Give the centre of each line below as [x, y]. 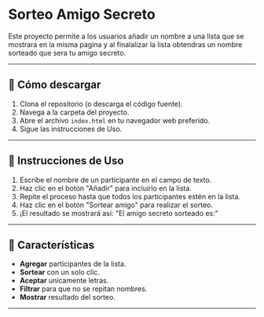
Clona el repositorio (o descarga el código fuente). [101, 104]
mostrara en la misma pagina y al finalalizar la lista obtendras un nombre [125, 44]
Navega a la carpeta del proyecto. [74, 112]
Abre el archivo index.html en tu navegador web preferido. [115, 120]
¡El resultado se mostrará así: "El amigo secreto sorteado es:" [119, 213]
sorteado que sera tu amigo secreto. [67, 53]
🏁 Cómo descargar [55, 85]
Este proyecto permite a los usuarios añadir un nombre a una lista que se [126, 36]
